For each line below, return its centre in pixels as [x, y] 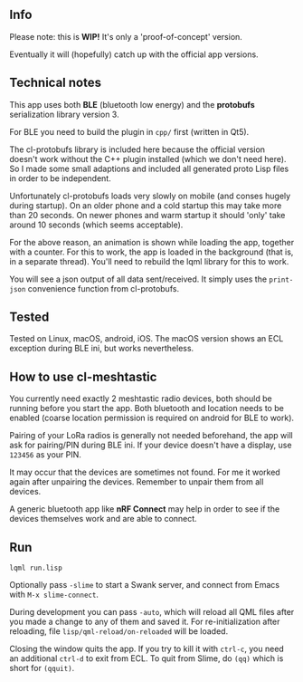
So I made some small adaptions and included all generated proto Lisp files [149, 168]
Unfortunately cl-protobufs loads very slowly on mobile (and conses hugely [150, 196]
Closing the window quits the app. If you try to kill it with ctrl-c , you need [147, 649]
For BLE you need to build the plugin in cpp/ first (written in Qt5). [129, 131]
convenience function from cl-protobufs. [103, 288]
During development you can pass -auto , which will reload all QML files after [152, 612]
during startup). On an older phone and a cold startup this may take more [146, 205]
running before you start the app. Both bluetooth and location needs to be [147, 408]
